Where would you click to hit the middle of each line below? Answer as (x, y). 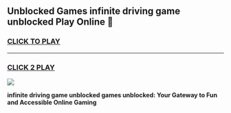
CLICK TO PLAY (34, 42)
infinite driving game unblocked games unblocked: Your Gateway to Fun (112, 95)
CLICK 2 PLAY (31, 67)
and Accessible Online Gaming (52, 102)
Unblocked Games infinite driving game (94, 11)
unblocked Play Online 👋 (60, 22)
